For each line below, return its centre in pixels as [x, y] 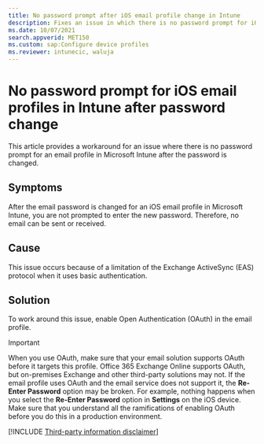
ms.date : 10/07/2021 [42, 30]
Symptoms [35, 188]
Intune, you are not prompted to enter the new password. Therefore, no [124, 215]
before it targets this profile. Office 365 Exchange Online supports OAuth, [127, 366]
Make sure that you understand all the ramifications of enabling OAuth [122, 408]
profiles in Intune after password [117, 108]
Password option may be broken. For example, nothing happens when [141, 391]
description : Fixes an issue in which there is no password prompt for [128, 23]
